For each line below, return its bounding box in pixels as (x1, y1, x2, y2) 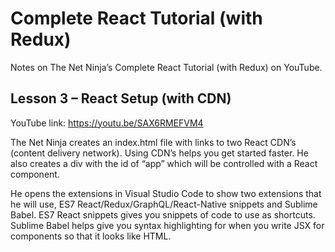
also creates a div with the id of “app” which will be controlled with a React (10, 157, 318, 169)
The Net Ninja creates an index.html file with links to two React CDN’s (10, 136, 297, 148)
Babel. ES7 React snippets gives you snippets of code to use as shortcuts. (10, 208, 316, 221)
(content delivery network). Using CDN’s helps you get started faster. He (10, 147, 309, 159)
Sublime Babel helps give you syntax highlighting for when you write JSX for (10, 219, 325, 231)
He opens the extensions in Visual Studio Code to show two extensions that (10, 187, 322, 199)
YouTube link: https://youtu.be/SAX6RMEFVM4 (10, 117, 204, 129)
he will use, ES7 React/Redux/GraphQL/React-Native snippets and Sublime (10, 198, 318, 210)
